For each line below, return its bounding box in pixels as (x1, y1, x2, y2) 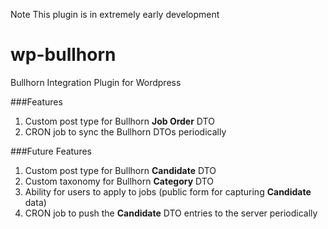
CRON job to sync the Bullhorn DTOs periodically (24, 125, 227, 138)
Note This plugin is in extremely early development (10, 9, 220, 20)
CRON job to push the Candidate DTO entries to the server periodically (24, 207, 318, 219)
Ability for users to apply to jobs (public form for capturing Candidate (24, 185, 312, 198)
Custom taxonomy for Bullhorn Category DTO (24, 175, 215, 187)
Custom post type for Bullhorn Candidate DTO (24, 164, 217, 176)
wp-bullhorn (10, 44, 117, 66)
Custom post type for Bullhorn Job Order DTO (24, 115, 215, 127)
